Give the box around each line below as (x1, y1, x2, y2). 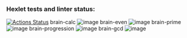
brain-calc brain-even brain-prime (50, 19, 182, 26)
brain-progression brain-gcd (29, 25, 123, 32)
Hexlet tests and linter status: (6, 5, 95, 13)
